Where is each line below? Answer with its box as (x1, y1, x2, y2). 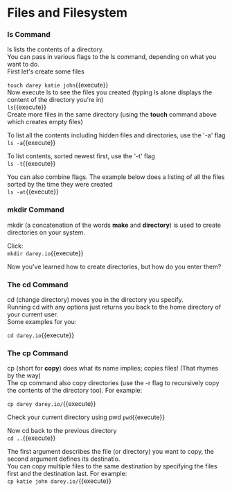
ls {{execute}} (7, 103, 47, 112)
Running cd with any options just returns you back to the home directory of (7, 303, 222, 312)
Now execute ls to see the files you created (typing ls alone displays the (7, 88, 213, 96)
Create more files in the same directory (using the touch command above (7, 110, 217, 119)
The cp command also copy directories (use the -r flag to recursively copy (7, 379, 220, 387)
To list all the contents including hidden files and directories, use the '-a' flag (7, 131, 226, 139)
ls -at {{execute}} (7, 187, 59, 196)
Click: (7, 241, 24, 250)
